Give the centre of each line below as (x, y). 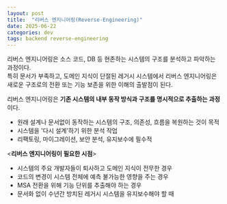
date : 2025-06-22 (32, 26)
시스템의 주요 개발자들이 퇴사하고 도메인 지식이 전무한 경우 (95, 169)
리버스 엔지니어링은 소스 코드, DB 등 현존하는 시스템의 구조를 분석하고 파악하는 (111, 59)
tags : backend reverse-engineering (58, 39)
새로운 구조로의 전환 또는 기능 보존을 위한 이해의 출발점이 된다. (90, 85)
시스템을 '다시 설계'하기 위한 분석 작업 (67, 131)
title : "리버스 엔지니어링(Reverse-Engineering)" (75, 20)
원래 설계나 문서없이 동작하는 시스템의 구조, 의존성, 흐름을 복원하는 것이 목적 (118, 122)
